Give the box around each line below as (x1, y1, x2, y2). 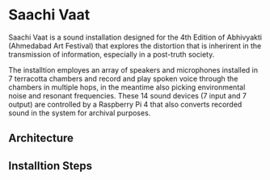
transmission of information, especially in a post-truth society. (8, 49, 215, 59)
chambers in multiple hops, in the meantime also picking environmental (8, 82, 246, 92)
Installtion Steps (8, 159, 93, 173)
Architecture (8, 132, 74, 145)
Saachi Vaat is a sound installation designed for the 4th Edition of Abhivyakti (8, 32, 263, 42)
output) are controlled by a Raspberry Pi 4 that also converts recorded (8, 99, 243, 109)
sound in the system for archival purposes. (8, 107, 151, 118)
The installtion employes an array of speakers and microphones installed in (8, 65, 259, 74)
